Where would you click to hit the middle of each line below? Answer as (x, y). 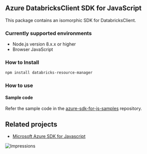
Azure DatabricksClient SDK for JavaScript (73, 8)
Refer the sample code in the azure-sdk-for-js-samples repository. (74, 108)
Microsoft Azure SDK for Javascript (49, 136)
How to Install (22, 62)
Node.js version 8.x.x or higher (44, 44)
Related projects (31, 124)
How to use (19, 85)
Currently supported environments (48, 33)
